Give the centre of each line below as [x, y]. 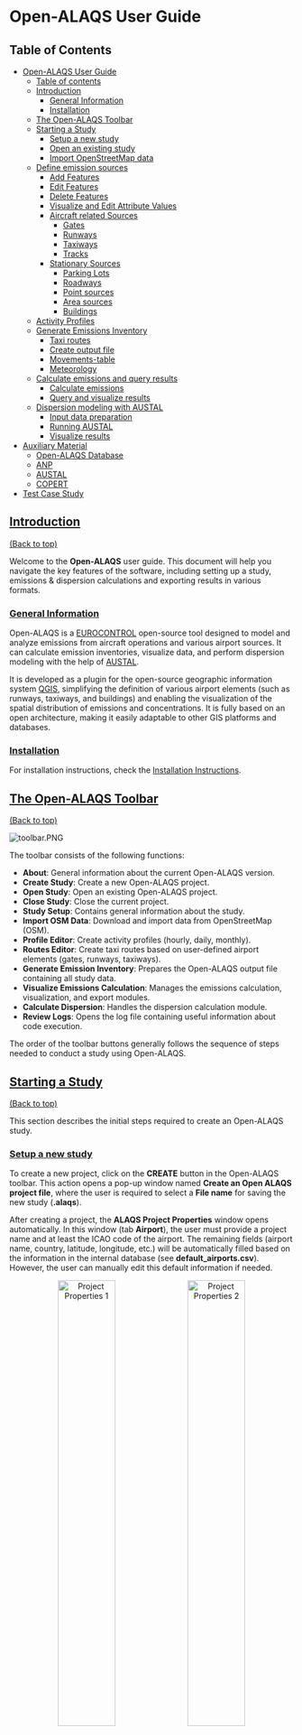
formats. [25, 589]
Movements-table [82, 359]
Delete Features [79, 196]
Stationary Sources [85, 263]
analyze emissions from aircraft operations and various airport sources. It [146, 643]
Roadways [82, 283]
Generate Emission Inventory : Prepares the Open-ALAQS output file [150, 969]
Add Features [74, 177]
